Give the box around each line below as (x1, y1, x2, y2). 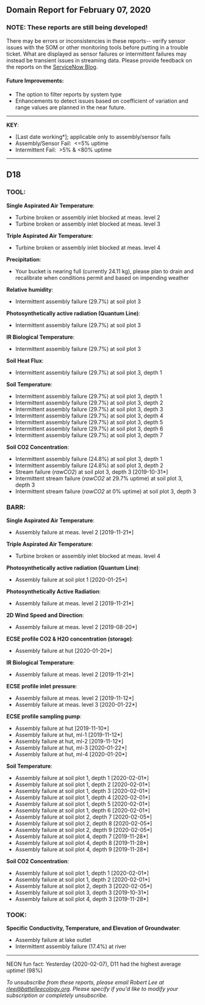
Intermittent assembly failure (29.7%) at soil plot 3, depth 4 (15, 412, 164, 419)
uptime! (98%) (6, 967, 43, 974)
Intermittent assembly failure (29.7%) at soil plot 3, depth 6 (15, 425, 164, 432)
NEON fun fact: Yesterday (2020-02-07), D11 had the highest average (6, 960, 181, 968)
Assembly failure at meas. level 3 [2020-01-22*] (15, 701, 137, 708)
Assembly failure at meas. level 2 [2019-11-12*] (15, 694, 134, 702)
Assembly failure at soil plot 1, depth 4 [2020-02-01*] (15, 793, 151, 801)
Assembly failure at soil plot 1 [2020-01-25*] (15, 576, 128, 583)
